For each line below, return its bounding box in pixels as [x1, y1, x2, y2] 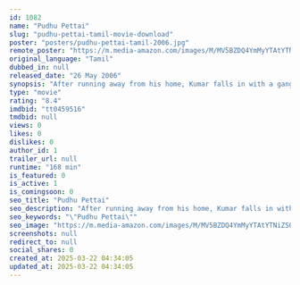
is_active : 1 [9, 180, 58, 189]
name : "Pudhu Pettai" [9, 21, 90, 30]
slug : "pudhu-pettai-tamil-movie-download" [9, 29, 174, 38]
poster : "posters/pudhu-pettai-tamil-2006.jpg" [9, 38, 190, 47]
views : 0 [9, 122, 42, 130]
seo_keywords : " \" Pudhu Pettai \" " [9, 212, 138, 222]
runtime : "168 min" [9, 163, 82, 172]
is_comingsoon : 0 [9, 188, 74, 197]
